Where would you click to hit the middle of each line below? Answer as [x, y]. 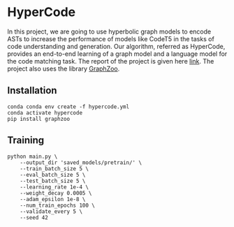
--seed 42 [34, 217]
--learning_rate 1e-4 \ [54, 187]
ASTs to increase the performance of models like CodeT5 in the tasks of [111, 38]
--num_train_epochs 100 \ [58, 205]
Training [26, 140]
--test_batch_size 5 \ [53, 181]
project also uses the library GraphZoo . [64, 68]
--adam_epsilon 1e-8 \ [53, 199]
